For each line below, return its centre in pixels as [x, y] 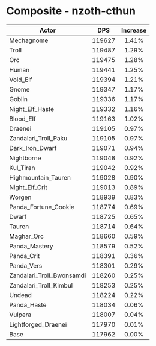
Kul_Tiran [22, 168]
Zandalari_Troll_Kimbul [41, 285]
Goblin [19, 99]
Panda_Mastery [31, 246]
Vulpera [20, 315]
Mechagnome [29, 40]
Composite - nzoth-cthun [71, 11]
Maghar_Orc [26, 236]
